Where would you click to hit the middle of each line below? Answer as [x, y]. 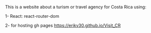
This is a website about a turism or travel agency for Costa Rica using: [76, 7]
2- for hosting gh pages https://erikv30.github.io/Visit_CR [63, 25]
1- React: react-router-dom [32, 16]
